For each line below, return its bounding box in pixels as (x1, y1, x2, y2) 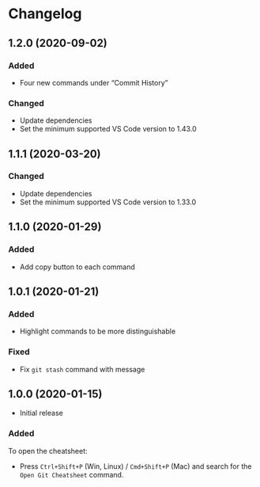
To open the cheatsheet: (8, 446, 89, 455)
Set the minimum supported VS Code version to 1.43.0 (19, 124, 197, 134)
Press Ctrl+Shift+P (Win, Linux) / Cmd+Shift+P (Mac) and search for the (19, 461, 252, 471)
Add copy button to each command (19, 262, 136, 272)
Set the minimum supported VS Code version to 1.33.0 (19, 197, 197, 207)
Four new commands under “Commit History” (19, 78, 168, 87)
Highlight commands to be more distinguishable (19, 326, 176, 337)
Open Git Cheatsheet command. (19, 470, 124, 479)
